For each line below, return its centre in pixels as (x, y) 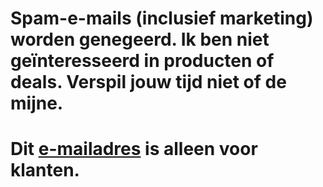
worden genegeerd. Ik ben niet (140, 39)
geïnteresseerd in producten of (142, 61)
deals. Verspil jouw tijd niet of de (148, 82)
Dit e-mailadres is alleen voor (134, 149)
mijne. (37, 103)
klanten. (45, 170)
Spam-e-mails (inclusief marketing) (162, 18)
